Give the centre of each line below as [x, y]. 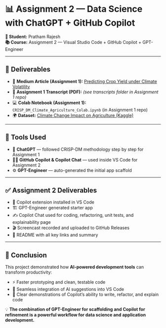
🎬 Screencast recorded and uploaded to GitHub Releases [71, 228]
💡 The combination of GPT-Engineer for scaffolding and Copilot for [75, 309]
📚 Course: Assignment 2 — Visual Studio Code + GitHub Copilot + [73, 42]
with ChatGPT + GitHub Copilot [70, 23]
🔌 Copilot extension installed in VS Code [53, 202]
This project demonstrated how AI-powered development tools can [75, 267]
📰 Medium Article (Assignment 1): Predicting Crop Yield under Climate [84, 81]
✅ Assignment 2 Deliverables [51, 190]
